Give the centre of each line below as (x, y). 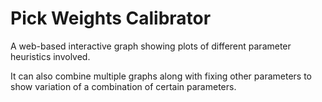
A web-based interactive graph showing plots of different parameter (151, 46)
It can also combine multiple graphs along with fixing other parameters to (161, 76)
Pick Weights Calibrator (111, 18)
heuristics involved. (50, 56)
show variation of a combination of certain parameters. (123, 86)
